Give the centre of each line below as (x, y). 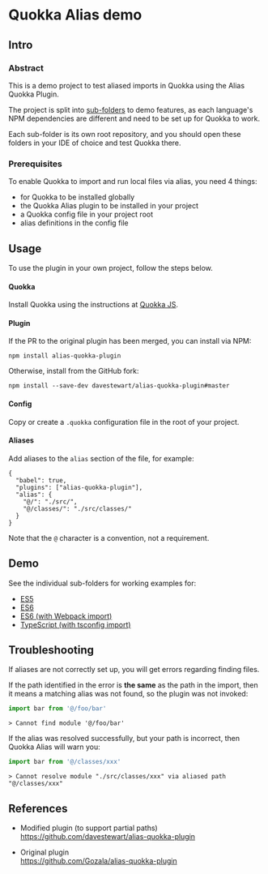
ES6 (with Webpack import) (66, 616)
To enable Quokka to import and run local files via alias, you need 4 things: (133, 182)
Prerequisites (35, 164)
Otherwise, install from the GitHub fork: (74, 371)
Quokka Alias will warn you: (55, 747)
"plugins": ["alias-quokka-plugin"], (79, 487)
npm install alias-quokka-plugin (65, 356)
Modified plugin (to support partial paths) (89, 828)
